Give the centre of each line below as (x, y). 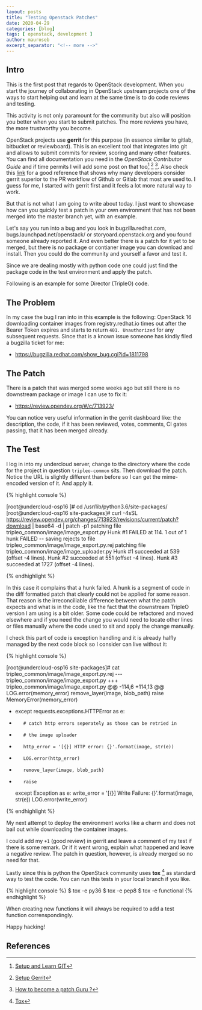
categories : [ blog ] (31, 29)
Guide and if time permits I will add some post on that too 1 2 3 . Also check (97, 166)
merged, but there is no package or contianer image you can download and (100, 247)
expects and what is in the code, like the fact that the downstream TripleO (98, 607)
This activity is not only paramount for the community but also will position (99, 115)
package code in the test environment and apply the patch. (79, 272)
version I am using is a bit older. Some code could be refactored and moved (100, 613)
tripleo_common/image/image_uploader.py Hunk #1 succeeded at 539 (93, 551)
